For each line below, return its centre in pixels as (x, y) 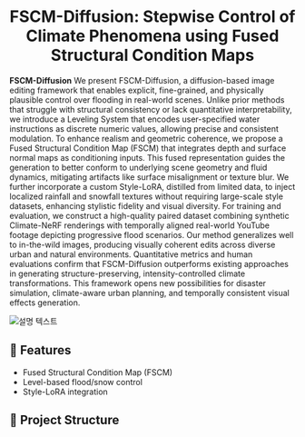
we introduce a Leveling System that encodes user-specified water (135, 119)
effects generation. (45, 303)
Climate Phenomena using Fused (152, 36)
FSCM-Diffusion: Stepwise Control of (152, 17)
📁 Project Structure (64, 420)
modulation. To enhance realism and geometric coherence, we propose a (146, 138)
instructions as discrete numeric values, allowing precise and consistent (144, 128)
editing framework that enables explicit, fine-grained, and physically (137, 90)
